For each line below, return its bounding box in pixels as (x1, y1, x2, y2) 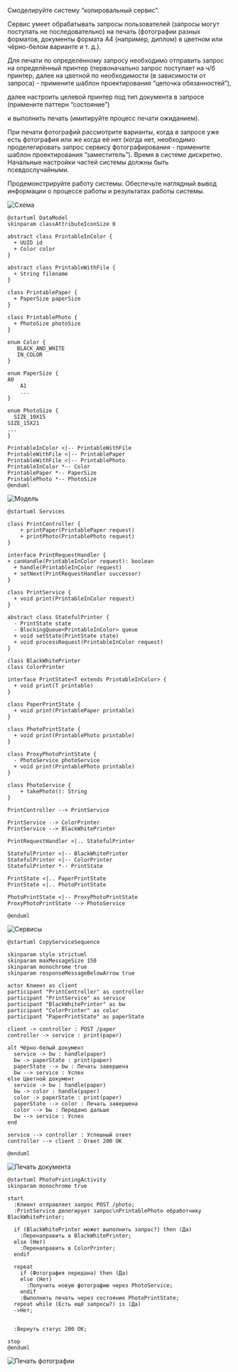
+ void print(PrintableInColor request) (13, 595, 135, 602)
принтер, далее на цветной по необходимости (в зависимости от (7, 71, 206, 80)
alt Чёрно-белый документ (7, 1044, 84, 1051)
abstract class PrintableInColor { (7, 233, 113, 240)
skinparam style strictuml (7, 951, 87, 958)
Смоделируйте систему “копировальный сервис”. (7, 6, 160, 14)
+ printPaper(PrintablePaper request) (20, 527, 135, 534)
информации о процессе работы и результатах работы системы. (7, 187, 205, 195)
